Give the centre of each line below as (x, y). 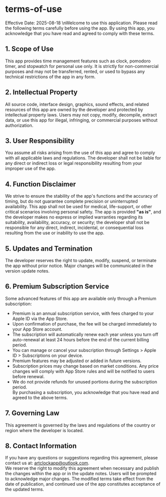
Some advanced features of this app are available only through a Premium (81, 298)
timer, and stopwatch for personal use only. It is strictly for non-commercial (82, 66)
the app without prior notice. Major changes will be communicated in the (79, 266)
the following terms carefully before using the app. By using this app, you (80, 28)
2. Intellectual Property (41, 92)
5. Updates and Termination (49, 248)
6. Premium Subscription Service (57, 287)
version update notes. (27, 271)
